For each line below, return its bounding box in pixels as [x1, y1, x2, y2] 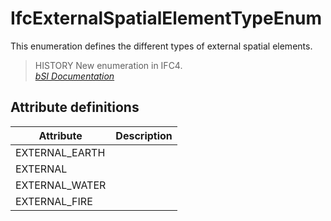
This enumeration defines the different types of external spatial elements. [10, 40, 313, 52]
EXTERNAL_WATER [15, 178, 107, 192]
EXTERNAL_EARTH [15, 145, 106, 159]
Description [115, 128, 173, 142]
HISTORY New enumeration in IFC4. [34, 59, 183, 71]
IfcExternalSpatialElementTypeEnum [10, 7, 323, 30]
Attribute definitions [10, 99, 140, 116]
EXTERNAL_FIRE [15, 194, 93, 208]
